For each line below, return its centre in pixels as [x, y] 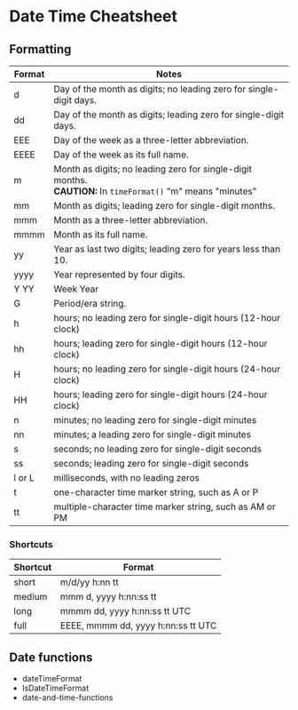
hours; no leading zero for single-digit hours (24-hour [167, 369]
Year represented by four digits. [119, 275]
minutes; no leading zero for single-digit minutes [155, 420]
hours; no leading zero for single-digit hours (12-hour [167, 318]
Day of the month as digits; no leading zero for [150, 89]
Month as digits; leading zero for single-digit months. [164, 206]
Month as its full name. [101, 235]
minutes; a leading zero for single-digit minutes [152, 435]
